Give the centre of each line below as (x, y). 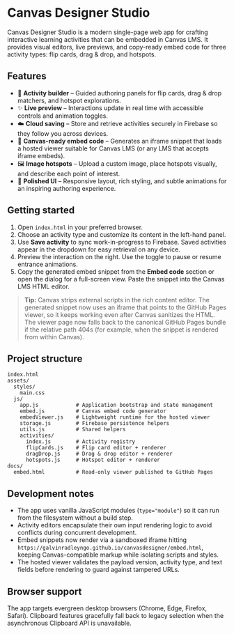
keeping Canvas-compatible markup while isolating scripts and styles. (118, 555)
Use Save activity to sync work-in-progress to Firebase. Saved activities (122, 242)
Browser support (45, 591)
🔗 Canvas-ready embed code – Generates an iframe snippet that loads (119, 141)
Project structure (45, 358)
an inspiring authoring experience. (67, 188)
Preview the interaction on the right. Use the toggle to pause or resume (119, 256)
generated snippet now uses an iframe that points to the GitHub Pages (125, 307)
